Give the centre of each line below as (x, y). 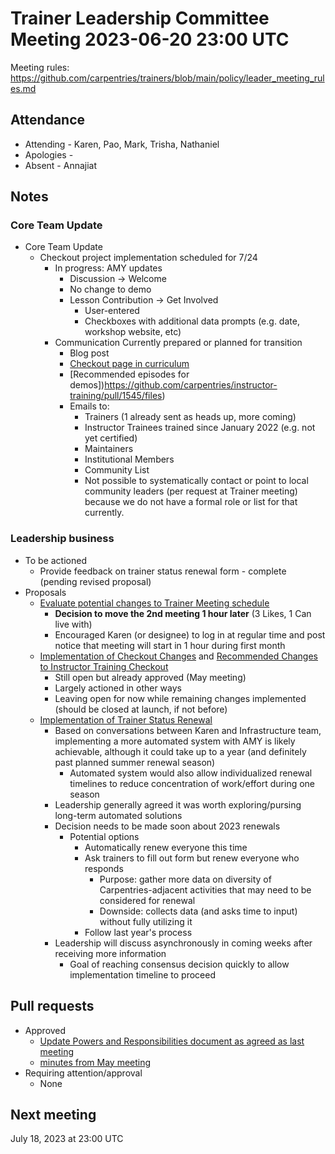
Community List (117, 470)
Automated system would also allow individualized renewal (191, 773)
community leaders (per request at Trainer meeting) (191, 491)
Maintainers (109, 449)
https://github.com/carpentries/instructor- (191, 385)
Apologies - (49, 154)
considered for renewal (147, 900)
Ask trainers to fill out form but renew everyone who (192, 858)
